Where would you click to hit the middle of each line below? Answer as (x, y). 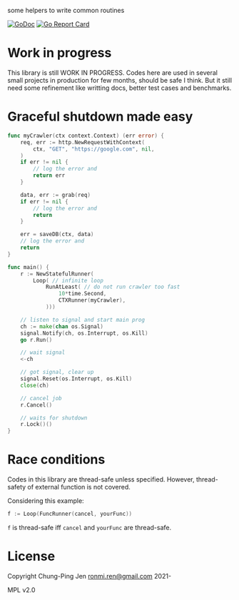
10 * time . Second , (82, 294)
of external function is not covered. (79, 487)
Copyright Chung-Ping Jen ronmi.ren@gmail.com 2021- (90, 576)
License (31, 556)
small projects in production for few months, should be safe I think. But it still (120, 80)
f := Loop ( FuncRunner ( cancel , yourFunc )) (70, 514)
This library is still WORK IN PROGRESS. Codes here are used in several (112, 72)
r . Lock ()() (36, 424)
